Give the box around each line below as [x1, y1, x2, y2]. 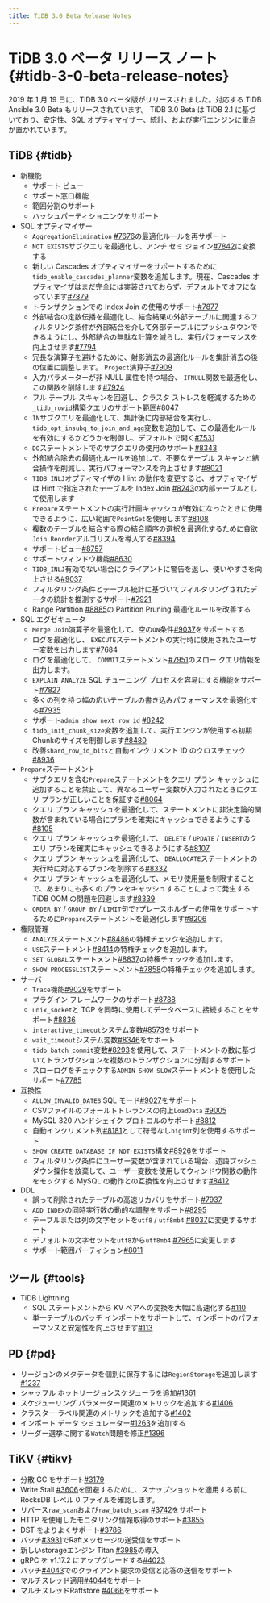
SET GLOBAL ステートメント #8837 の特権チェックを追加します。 [31, 954, 238, 964]
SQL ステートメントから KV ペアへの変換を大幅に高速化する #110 [31, 1303, 247, 1313]
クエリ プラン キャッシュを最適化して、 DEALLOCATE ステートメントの [31, 854, 258, 863]
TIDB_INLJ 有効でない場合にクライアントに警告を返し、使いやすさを [31, 564, 255, 574]
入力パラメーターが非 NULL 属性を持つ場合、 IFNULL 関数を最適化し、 [31, 373, 262, 382]
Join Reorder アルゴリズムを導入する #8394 [31, 534, 176, 544]
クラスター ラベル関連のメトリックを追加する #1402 [19, 1409, 192, 1417]
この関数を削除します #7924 [31, 382, 125, 392]
